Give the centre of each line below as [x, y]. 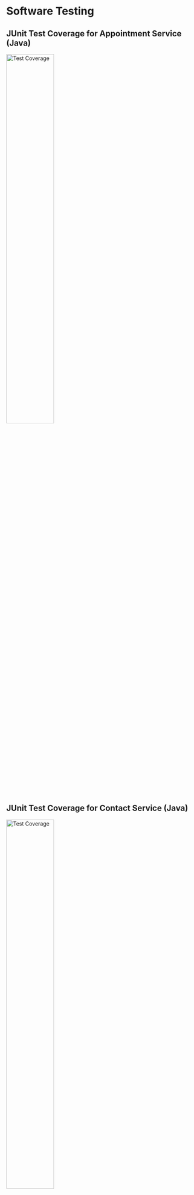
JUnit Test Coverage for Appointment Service [94, 34]
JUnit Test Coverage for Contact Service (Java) [97, 808]
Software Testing [50, 11]
